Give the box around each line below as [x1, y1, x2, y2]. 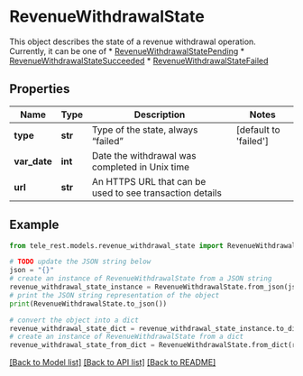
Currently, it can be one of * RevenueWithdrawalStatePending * [9, 45, 245, 56]
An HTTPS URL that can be [91, 175, 207, 188]
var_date [14, 155, 52, 168]
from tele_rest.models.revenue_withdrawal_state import [9, 241, 224, 250]
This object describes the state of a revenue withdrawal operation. [9, 36, 257, 47]
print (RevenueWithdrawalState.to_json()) [9, 299, 168, 308]
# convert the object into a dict [9, 316, 140, 325]
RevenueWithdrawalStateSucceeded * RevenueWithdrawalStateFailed [9, 55, 269, 66]
